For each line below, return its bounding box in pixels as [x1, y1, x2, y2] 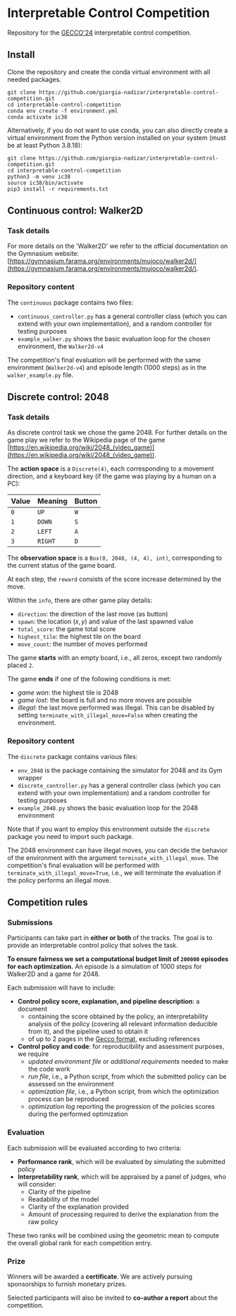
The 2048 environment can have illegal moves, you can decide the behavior [7, 846, 228, 854]
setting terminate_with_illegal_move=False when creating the [17, 711, 198, 719]
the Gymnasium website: [7, 249, 80, 258]
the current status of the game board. [7, 561, 116, 570]
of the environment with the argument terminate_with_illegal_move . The [7, 853, 219, 862]
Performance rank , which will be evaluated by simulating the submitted [17, 1157, 225, 1165]
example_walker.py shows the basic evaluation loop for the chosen [17, 334, 211, 343]
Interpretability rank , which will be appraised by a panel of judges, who [17, 1172, 227, 1181]
